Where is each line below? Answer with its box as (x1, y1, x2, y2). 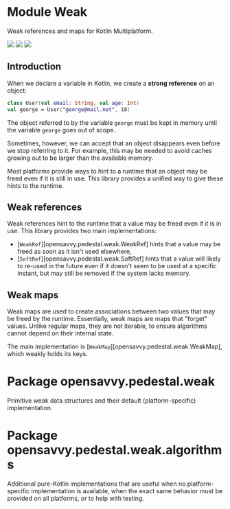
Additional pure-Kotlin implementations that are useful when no (7, 480, 186, 488)
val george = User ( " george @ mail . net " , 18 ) (7, 106, 130, 113)
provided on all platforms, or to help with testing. (7, 495, 144, 502)
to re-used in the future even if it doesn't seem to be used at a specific (16, 262, 218, 270)
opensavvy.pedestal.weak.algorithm (7, 442, 222, 458)
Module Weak (7, 4, 88, 20)
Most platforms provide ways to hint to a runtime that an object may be (7, 167, 207, 175)
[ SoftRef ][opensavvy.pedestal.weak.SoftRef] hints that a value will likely (16, 254, 221, 263)
